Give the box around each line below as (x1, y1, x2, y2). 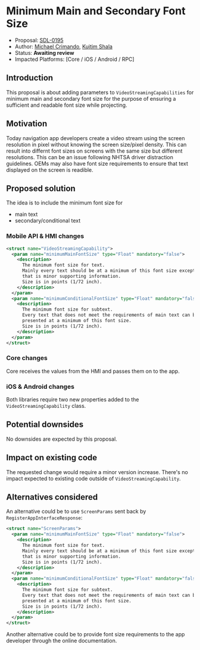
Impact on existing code (6, 453, 98, 463)
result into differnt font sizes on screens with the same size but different (6, 147, 183, 154)
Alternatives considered (6, 492, 98, 502)
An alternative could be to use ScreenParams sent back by (6, 508, 146, 515)
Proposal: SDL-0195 (14, 36, 64, 44)
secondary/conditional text (14, 217, 81, 224)
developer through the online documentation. (6, 637, 117, 645)
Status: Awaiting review (14, 49, 74, 56)
